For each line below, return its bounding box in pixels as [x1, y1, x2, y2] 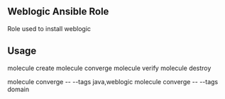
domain [7, 85, 30, 93]
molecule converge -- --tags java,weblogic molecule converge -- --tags [7, 77, 219, 86]
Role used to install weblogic [7, 24, 91, 33]
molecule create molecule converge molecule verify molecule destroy [7, 64, 212, 72]
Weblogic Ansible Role [7, 6, 109, 18]
